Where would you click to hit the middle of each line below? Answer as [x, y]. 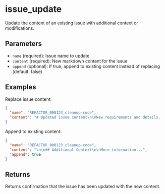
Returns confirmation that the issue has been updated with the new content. [83, 187]
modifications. [20, 28]
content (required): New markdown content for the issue [70, 61]
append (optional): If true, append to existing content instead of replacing [86, 66]
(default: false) [27, 71]
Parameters [24, 44]
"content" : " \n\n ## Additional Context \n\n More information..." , [79, 150]
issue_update [33, 9]
